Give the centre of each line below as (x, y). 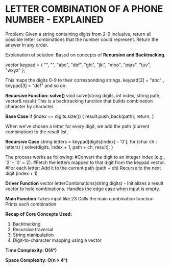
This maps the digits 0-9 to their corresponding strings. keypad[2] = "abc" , (85, 80)
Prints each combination (31, 204)
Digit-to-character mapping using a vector (57, 240)
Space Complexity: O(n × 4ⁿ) (36, 260)
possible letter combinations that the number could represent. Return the (82, 39)
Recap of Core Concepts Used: (39, 214)
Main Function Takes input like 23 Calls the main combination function (80, 198)
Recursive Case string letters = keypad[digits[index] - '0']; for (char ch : (81, 141)
